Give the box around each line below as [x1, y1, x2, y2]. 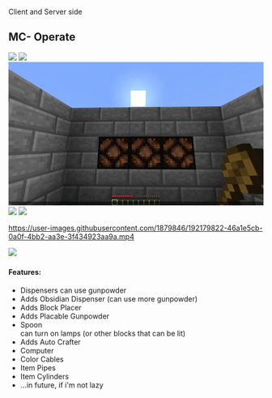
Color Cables [19, 354, 65, 364]
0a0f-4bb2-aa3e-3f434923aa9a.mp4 [8, 232, 135, 242]
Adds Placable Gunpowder [19, 311, 110, 321]
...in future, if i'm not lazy [19, 380, 104, 390]
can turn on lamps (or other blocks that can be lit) [19, 328, 186, 338]
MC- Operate [8, 30, 76, 44]
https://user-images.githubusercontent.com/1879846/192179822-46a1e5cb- [8, 223, 263, 233]
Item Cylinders [19, 371, 70, 381]
